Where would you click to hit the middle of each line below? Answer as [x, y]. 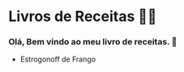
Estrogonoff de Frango [58, 59]
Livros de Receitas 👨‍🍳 [83, 17]
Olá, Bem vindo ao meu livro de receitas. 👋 [93, 42]
